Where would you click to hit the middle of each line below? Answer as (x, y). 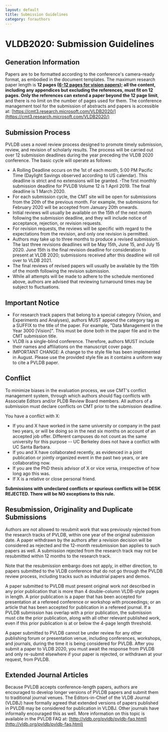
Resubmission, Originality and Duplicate (69, 510)
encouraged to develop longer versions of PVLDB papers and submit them (82, 692)
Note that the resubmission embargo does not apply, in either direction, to (81, 565)
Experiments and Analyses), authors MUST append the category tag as (86, 320)
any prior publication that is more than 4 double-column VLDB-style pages (82, 591)
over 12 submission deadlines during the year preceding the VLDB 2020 (79, 155)
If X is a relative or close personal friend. (54, 478)
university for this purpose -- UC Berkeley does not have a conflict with (86, 441)
